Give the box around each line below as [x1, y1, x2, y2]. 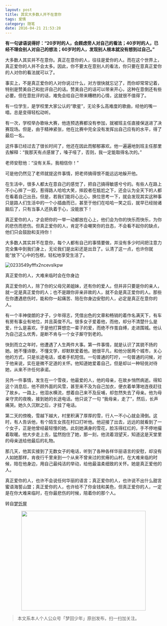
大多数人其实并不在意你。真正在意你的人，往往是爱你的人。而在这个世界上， [5, 57, 162, 63]
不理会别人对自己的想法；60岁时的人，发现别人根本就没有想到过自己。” [9, 46, 155, 52]
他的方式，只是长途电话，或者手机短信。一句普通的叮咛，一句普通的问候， [5, 354, 158, 360]
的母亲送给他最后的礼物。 [5, 437, 58, 444]
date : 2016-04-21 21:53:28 [5, 26, 61, 31]
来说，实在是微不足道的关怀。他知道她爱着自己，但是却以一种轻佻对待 [13, 360, 158, 367]
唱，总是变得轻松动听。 [5, 109, 53, 115]
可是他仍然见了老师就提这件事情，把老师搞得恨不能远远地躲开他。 [5, 171, 140, 177]
